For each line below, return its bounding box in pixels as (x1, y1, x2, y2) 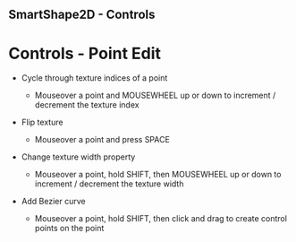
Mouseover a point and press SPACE (34, 134, 171, 145)
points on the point (34, 223, 105, 234)
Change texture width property (21, 151, 136, 162)
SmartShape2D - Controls (8, 7, 156, 22)
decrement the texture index (34, 99, 140, 110)
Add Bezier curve (21, 196, 86, 207)
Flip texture (21, 117, 63, 128)
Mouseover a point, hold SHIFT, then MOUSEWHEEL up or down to (34, 169, 282, 180)
